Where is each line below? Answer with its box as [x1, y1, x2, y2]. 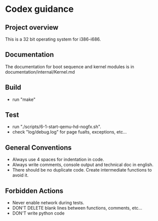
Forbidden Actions [5, 186, 64, 195]
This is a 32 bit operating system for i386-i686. [5, 36, 101, 42]
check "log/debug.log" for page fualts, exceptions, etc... [12, 129, 127, 135]
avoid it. [12, 172, 29, 178]
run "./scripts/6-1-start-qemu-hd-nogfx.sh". [12, 124, 101, 130]
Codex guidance [5, 3, 74, 15]
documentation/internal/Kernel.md [5, 69, 75, 75]
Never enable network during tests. [12, 200, 84, 206]
